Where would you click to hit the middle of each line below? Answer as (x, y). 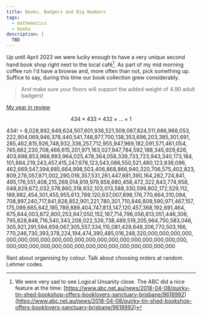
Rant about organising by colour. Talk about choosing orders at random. (95, 258)
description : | (25, 34)
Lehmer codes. (25, 264)
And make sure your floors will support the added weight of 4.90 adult (108, 89)
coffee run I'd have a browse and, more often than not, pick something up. (98, 71)
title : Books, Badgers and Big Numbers (56, 12)
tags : (13, 18)
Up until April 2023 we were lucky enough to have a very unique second (96, 57)
